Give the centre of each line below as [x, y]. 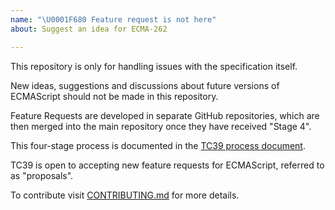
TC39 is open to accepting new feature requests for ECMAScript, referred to [167, 165]
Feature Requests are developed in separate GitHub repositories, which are [165, 115]
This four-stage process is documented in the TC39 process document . [158, 145]
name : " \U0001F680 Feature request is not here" [113, 19]
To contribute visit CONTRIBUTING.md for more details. [125, 195]
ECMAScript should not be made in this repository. [114, 96]
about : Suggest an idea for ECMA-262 [89, 29]
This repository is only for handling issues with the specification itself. [154, 66]
